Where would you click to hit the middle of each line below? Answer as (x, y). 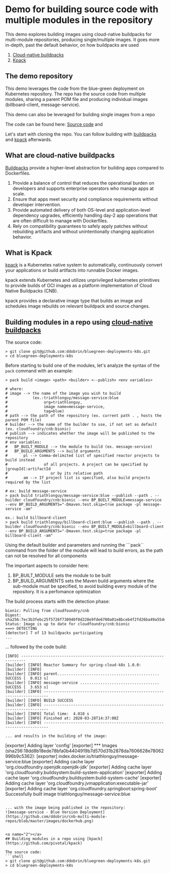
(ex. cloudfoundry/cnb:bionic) (38, 429)
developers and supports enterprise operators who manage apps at (83, 188)
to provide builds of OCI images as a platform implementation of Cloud (79, 286)
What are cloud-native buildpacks (60, 156)
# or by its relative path (54, 474)
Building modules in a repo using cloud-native (79, 322)
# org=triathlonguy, (44, 402)
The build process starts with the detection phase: (58, 601)
